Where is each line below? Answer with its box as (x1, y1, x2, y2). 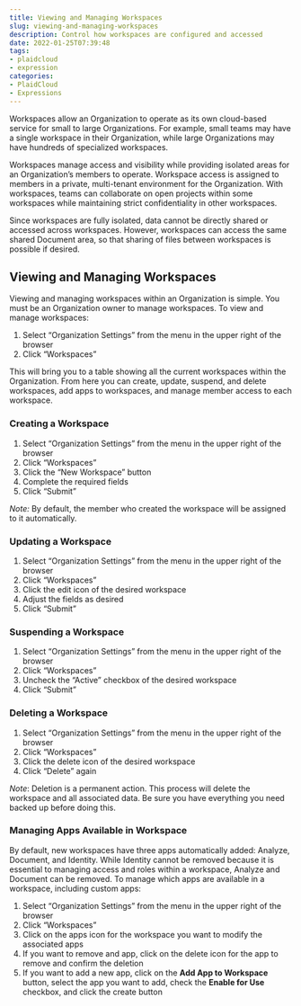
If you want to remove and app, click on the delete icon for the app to (22, 948, 279, 958)
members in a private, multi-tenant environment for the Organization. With (9, 178, 283, 189)
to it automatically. (9, 512, 77, 523)
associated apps (22, 939, 84, 949)
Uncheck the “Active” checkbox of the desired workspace (22, 675, 237, 686)
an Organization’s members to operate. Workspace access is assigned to (9, 168, 279, 180)
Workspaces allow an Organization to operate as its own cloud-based (9, 113, 267, 124)
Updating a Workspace (9, 535, 112, 548)
